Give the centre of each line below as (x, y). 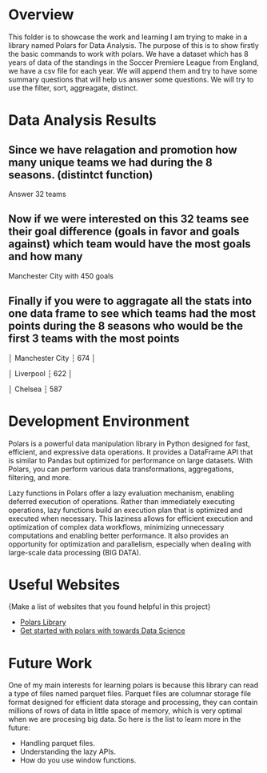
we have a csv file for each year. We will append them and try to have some (133, 70)
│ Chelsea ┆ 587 (35, 389)
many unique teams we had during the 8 (111, 162)
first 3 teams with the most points (94, 339)
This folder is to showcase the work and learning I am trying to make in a (128, 37)
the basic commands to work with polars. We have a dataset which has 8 (129, 54)
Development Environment (99, 421)
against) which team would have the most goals (130, 244)
